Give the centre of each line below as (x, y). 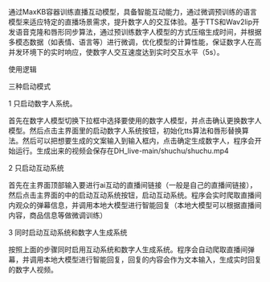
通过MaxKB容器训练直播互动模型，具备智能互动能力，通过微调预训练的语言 (133, 12)
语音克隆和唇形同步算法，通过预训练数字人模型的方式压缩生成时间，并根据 (138, 32)
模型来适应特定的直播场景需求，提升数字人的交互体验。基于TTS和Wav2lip (131, 22)
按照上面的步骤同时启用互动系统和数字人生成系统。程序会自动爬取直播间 (128, 249)
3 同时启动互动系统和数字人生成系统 (68, 232)
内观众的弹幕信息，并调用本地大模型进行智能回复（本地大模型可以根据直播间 (135, 205)
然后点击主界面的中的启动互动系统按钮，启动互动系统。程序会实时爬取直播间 (135, 195)
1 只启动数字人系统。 (43, 104)
